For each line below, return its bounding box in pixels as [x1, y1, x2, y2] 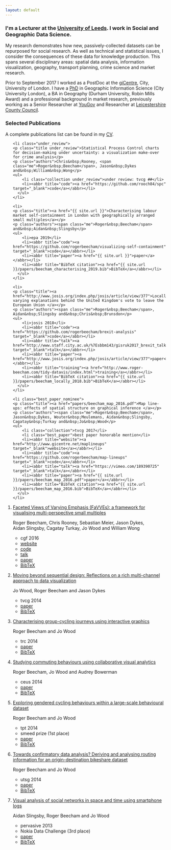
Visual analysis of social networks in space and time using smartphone [12, 797, 162, 803]
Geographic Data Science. [5, 31, 72, 38]
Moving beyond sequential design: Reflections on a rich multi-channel [12, 572, 160, 578]
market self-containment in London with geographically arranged [12, 213, 155, 218]
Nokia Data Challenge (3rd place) [20, 828, 91, 834]
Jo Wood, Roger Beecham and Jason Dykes [12, 588, 106, 594]
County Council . [5, 107, 39, 113]
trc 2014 [20, 638, 38, 645]
